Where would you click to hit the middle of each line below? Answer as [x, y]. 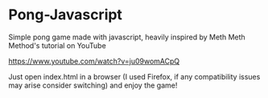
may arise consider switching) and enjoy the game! [93, 85]
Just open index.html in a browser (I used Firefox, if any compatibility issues [134, 76]
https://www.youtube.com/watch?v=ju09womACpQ [94, 61]
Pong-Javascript [66, 15]
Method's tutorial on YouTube [57, 45]
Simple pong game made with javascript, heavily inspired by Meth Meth [127, 37]
